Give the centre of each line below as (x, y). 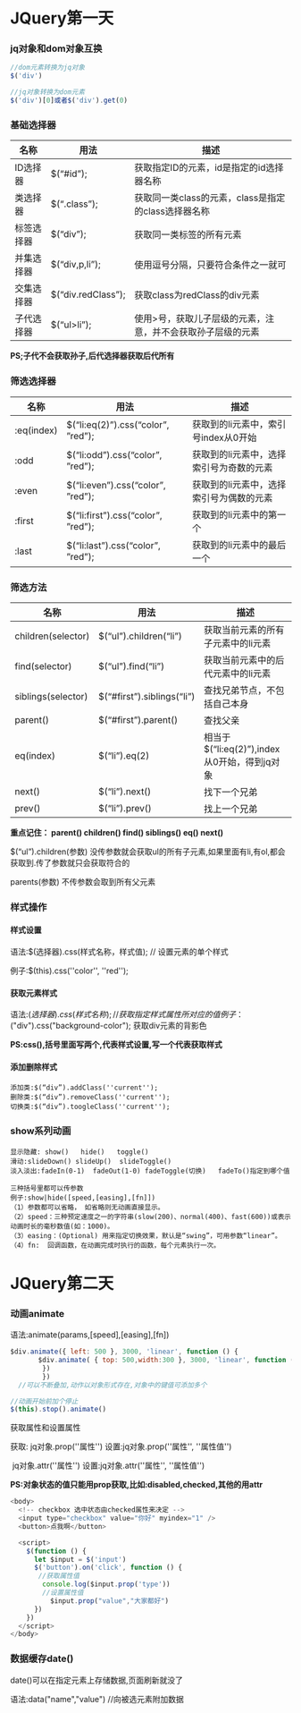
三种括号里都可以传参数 (47, 1188)
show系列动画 (41, 1131)
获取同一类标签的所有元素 (188, 235)
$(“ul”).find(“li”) (131, 666)
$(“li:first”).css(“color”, (114, 515)
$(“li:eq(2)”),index (242, 749)
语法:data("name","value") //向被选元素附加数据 (97, 1699)
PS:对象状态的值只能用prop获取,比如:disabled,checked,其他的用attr (137, 1485)
